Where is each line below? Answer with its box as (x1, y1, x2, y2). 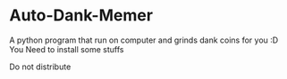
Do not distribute (9, 61, 72, 72)
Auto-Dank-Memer (9, 5, 154, 26)
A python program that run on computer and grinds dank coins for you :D (9, 35, 279, 45)
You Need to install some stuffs (9, 43, 124, 54)
